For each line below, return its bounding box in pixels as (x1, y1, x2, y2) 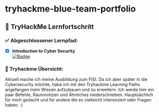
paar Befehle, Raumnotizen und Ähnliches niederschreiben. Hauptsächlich (5, 92, 154, 98)
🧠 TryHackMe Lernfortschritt (5, 23, 94, 31)
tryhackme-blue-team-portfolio (5, 3, 136, 14)
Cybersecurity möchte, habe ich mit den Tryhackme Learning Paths (5, 82, 141, 87)
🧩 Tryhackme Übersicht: (5, 65, 64, 72)
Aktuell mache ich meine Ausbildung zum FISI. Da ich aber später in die (5, 76, 148, 83)
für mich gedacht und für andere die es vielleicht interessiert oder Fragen (5, 97, 152, 103)
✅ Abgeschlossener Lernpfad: (5, 37, 79, 44)
